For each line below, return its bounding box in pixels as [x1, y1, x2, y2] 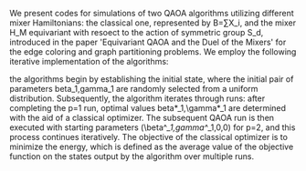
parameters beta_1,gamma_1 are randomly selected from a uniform [9, 84, 259, 94]
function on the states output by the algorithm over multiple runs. [9, 151, 254, 162]
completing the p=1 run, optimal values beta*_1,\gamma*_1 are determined [9, 103, 286, 113]
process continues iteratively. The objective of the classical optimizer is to [9, 132, 288, 142]
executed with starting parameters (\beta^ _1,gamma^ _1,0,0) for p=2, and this [9, 122, 296, 133]
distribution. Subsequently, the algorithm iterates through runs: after [9, 93, 266, 104]
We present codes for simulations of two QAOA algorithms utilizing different [9, 8, 294, 18]
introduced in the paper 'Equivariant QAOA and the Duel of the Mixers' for [9, 36, 287, 47]
